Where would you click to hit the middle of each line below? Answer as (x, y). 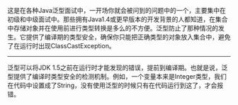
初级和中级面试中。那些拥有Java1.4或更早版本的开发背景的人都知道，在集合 (118, 19)
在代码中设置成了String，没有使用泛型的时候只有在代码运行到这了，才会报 (115, 85)
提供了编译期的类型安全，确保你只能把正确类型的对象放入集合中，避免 (128, 37)
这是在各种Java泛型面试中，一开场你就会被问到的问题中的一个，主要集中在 (117, 10)
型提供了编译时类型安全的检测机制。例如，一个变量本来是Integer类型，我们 (117, 76)
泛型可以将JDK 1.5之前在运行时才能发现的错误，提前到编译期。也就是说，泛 (118, 67)
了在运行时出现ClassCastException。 (61, 46)
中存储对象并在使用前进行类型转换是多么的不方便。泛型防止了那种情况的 (113, 28)
